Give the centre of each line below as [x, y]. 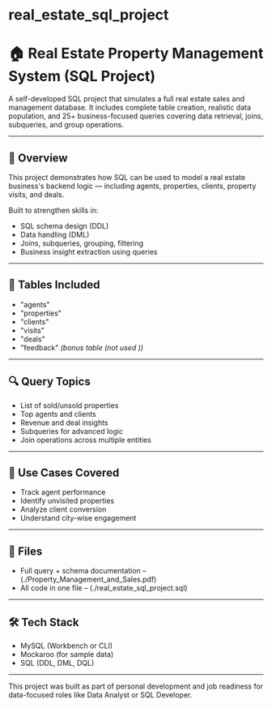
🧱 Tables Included [54, 285]
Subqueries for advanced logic [72, 431]
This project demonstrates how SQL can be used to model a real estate [127, 177]
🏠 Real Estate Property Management [136, 54]
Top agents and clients [58, 414]
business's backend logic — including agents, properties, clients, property [132, 186]
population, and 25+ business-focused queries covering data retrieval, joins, [136, 116]
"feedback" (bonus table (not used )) [82, 347]
